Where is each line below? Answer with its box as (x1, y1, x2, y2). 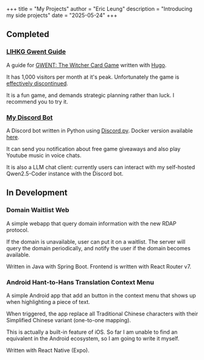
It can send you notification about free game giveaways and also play (6, 145, 181, 152)
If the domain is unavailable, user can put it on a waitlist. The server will (6, 238, 186, 245)
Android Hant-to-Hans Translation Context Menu (6, 278, 154, 286)
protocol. (6, 226, 29, 233)
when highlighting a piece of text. (6, 298, 90, 305)
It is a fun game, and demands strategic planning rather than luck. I (6, 91, 175, 99)
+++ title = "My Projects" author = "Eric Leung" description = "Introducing (6, 5, 193, 12)
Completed (6, 29, 50, 40)
